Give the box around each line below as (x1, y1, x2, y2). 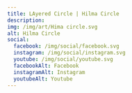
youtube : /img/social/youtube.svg (13, 56, 113, 63)
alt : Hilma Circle (7, 29, 60, 37)
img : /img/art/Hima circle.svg (7, 23, 98, 30)
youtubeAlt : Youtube (13, 75, 73, 83)
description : (7, 17, 45, 24)
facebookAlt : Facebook (13, 62, 79, 69)
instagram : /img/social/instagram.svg (13, 50, 126, 57)
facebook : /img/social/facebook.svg (13, 43, 119, 50)
